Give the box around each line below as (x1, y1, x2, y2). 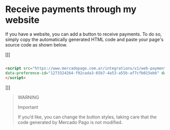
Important (17, 104, 38, 110)
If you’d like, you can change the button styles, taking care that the (17, 114, 157, 120)
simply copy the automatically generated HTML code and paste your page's (5, 36, 163, 42)
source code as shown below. (5, 41, 67, 48)
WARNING (17, 94, 39, 100)
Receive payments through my (5, 4, 137, 15)
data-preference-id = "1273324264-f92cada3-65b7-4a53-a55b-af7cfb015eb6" (5, 70, 159, 75)
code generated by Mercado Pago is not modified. (17, 119, 123, 125)
